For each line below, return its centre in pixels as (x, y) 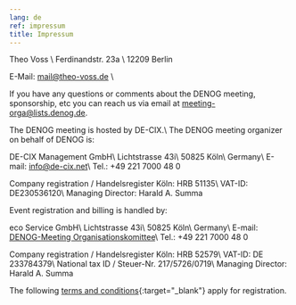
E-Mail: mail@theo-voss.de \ (62, 77)
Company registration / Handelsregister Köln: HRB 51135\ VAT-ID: (129, 184)
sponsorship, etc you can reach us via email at (95, 103)
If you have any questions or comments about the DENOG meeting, (132, 94)
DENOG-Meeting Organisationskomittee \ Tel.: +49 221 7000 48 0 (129, 237)
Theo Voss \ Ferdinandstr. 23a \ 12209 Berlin (91, 60)
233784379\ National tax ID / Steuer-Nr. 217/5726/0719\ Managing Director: (148, 264)
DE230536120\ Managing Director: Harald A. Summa (106, 194)
